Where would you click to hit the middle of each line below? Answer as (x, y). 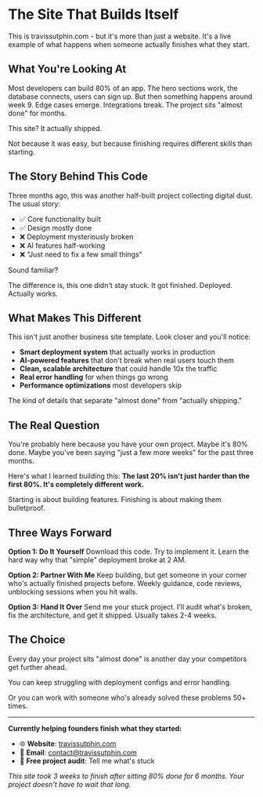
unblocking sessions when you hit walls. (73, 591)
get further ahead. (38, 667)
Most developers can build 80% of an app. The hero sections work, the (123, 88)
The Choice (37, 640)
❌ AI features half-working (62, 246)
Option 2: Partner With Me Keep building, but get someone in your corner (128, 575)
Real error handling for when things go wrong (94, 377)
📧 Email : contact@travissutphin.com (78, 752)
